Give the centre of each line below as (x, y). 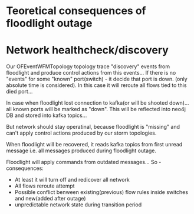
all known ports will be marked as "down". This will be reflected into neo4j (96, 109)
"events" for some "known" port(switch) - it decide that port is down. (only (97, 79)
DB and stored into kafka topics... (47, 115)
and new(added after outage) (50, 199)
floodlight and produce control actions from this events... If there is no (91, 73)
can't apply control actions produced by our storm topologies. (81, 133)
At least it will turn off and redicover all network (72, 180)
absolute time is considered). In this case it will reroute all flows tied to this (96, 85)
